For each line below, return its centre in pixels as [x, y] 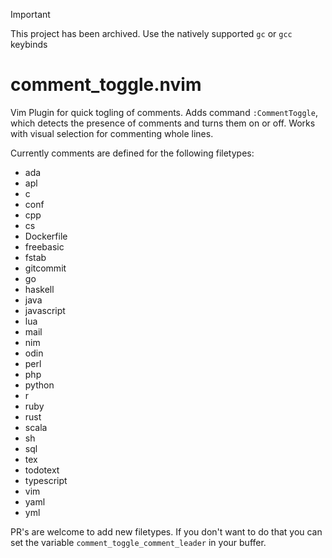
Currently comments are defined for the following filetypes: [132, 153]
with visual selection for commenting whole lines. [112, 133]
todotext [42, 470]
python [39, 385]
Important [30, 14]
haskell [39, 289]
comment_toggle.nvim [106, 85]
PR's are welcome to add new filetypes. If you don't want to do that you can [166, 531]
